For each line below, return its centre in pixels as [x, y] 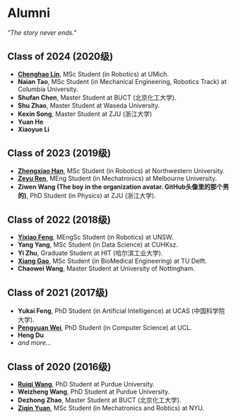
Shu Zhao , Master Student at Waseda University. [89, 105]
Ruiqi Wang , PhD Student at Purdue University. [86, 384]
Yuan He [30, 122]
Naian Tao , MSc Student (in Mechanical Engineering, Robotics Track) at [122, 81]
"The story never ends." [42, 33]
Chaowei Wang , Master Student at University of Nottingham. [106, 268]
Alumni [29, 13]
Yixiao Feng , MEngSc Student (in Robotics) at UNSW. [95, 237]
